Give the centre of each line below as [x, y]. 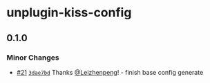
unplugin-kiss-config [69, 13]
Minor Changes [33, 58]
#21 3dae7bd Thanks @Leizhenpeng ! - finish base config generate [110, 72]
